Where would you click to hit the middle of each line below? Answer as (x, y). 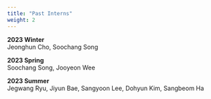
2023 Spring (26, 60)
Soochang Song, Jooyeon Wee (51, 67)
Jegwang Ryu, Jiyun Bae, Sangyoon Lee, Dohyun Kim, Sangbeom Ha (105, 88)
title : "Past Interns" (40, 13)
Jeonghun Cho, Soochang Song (53, 47)
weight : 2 (21, 20)
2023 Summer (28, 80)
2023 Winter (26, 39)
